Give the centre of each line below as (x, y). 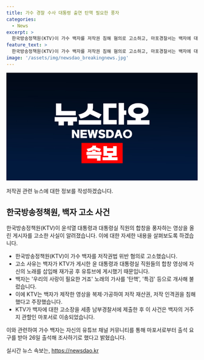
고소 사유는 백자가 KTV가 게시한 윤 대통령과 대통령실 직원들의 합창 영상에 (101, 264)
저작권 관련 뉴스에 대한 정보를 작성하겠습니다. (60, 191)
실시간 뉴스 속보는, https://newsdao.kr (53, 351)
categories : (21, 19)
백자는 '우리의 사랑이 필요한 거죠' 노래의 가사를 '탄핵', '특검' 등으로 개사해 (101, 279)
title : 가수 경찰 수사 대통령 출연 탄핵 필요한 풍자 (63, 13)
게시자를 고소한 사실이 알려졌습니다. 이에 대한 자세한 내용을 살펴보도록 (95, 236)
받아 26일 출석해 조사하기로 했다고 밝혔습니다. (72, 337)
